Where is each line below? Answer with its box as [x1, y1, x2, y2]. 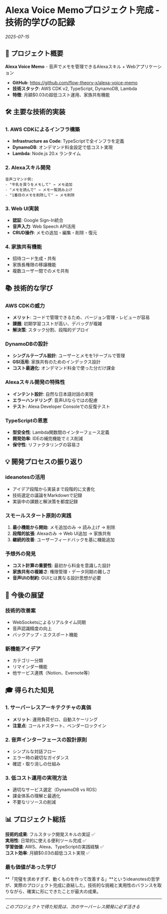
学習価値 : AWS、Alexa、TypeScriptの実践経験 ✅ [5, 844, 104, 850]
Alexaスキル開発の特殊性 [5, 379, 66, 385]
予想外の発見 [5, 550, 36, 557]
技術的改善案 [5, 607, 36, 614]
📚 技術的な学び [5, 284, 53, 292]
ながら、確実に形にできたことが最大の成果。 [9, 888, 101, 894]
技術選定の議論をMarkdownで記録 [12, 492, 83, 498]
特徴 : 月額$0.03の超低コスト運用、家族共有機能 [12, 91, 110, 97]
